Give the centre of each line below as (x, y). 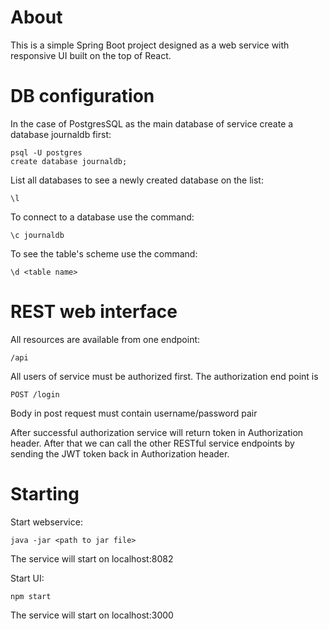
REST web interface (94, 312)
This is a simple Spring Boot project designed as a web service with (150, 45)
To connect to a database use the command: (102, 217)
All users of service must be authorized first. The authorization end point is (164, 376)
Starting (45, 494)
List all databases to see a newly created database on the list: (137, 180)
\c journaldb (37, 235)
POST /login (35, 394)
